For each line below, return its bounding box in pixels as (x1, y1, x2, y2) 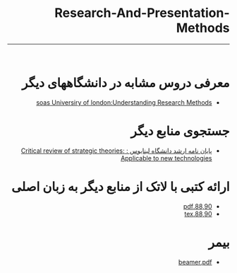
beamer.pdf (178, 257, 212, 266)
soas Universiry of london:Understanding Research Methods (36, 98, 212, 107)
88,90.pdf (183, 202, 212, 210)
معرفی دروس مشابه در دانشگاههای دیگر (21, 75, 230, 91)
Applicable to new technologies (121, 153, 212, 162)
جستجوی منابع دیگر (130, 123, 230, 139)
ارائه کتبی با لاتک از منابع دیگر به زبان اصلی (11, 179, 230, 194)
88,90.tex (184, 209, 212, 218)
